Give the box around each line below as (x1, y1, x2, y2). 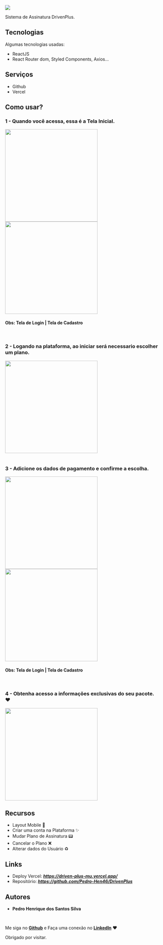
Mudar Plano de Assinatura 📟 (12, 833, 73, 839)
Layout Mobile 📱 (12, 822, 45, 828)
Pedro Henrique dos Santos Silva (12, 906, 81, 912)
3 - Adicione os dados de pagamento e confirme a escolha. (5, 465, 149, 472)
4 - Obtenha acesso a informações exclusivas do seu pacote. (5, 690, 154, 697)
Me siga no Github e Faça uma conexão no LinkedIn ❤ (5, 925, 117, 931)
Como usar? (5, 103, 43, 111)
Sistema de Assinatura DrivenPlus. (5, 14, 75, 20)
